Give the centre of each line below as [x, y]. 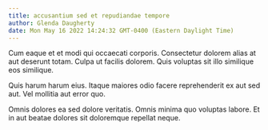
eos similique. [31, 70]
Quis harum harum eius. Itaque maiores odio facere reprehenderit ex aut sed [134, 85]
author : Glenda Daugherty [51, 23]
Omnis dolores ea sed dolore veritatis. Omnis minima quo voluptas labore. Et [134, 109]
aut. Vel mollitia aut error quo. [57, 94]
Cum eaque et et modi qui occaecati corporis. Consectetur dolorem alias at [132, 53]
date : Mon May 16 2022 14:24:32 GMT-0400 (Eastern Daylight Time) [121, 30]
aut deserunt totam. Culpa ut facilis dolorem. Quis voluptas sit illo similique [131, 61]
